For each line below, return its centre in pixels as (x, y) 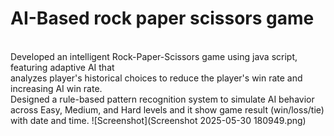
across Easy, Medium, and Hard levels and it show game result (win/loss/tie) (167, 109)
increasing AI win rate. (56, 88)
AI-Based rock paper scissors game (162, 18)
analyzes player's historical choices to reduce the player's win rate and (156, 78)
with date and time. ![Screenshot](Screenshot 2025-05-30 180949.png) (158, 120)
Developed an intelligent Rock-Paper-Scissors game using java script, (154, 56)
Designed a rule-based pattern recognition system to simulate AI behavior (162, 99)
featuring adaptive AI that (62, 67)
